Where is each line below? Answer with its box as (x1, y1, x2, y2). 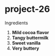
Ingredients (4, 20, 28, 26)
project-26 (4, 3, 50, 15)
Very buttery (11, 45, 39, 51)
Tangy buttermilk (11, 35, 48, 41)
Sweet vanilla (11, 40, 41, 46)
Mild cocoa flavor (11, 29, 49, 35)
